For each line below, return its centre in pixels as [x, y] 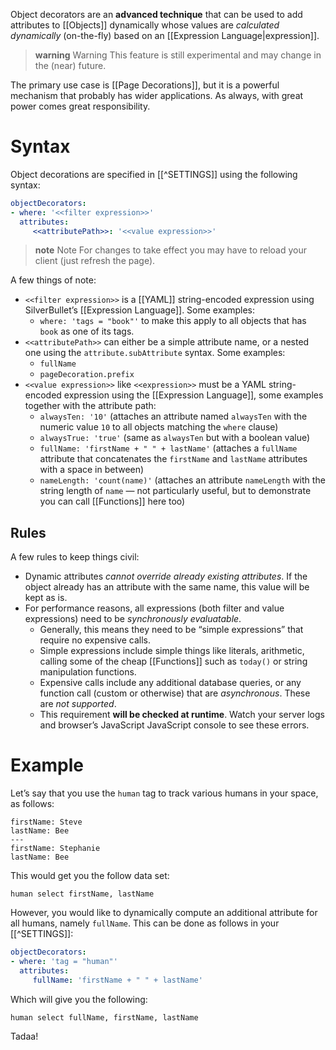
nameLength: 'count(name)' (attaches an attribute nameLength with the [182, 480]
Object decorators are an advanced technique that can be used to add [156, 14]
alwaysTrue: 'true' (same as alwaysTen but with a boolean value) [175, 438]
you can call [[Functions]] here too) [112, 501]
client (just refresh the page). [95, 261]
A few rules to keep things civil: [75, 557]
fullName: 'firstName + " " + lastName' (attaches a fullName [168, 448]
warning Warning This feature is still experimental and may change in [178, 55]
